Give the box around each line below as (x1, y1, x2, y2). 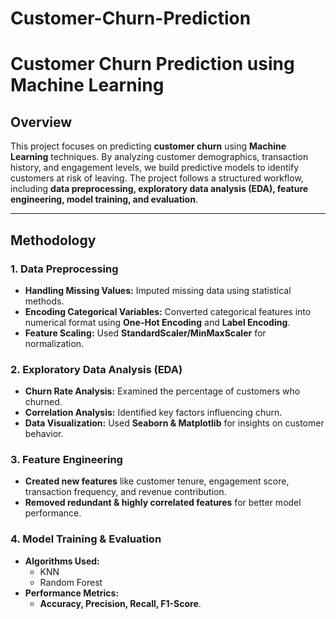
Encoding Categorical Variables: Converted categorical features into (24, 305, 312, 317)
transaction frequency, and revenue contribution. (24, 486, 227, 498)
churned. (24, 396, 63, 408)
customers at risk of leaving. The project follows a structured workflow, (10, 172, 304, 184)
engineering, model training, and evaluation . (10, 193, 198, 206)
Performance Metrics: (24, 587, 120, 599)
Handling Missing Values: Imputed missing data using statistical (24, 284, 292, 296)
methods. (24, 295, 65, 307)
